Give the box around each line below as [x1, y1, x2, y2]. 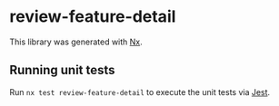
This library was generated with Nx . [9, 36, 143, 47]
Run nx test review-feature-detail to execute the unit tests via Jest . [9, 86, 271, 97]
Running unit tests [9, 63, 115, 78]
